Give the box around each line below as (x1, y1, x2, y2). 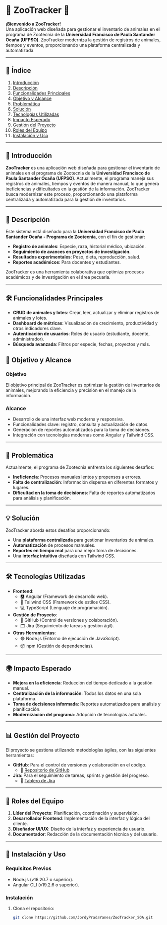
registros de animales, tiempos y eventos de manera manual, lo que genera (5, 180, 159, 186)
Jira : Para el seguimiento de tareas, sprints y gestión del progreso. (12, 772, 149, 778)
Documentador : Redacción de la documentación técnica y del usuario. (12, 831, 158, 837)
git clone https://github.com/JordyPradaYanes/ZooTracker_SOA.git (12, 915, 153, 920)
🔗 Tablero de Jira (20, 778, 56, 784)
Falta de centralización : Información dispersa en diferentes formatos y (12, 479, 158, 485)
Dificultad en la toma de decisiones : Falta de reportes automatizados (12, 490, 156, 496)
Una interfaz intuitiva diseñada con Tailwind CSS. (12, 553, 115, 559)
